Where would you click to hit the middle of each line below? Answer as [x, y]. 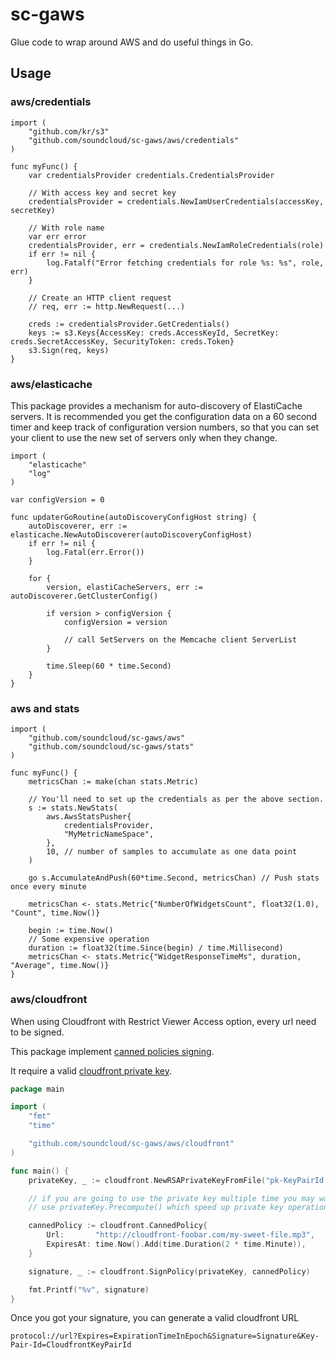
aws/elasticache [51, 384]
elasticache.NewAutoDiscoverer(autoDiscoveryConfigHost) [131, 534]
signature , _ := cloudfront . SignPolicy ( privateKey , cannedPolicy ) [169, 1271]
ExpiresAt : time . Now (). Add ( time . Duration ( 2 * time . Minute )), [176, 1244]
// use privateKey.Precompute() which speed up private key [156, 1208]
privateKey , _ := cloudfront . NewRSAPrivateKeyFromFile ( [147, 1180]
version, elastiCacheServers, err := [124, 587]
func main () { [40, 1171]
